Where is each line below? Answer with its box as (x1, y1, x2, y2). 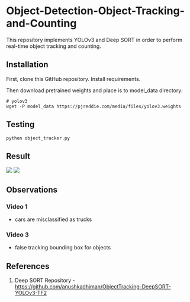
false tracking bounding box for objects (14, 244, 111, 251)
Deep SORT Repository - (14, 277, 75, 284)
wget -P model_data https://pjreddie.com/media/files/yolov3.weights (6, 103, 182, 109)
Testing (6, 119, 35, 129)
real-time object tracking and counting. (6, 43, 102, 50)
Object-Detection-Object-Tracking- (6, 4, 185, 18)
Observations (6, 184, 58, 194)
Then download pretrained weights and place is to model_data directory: (6, 87, 183, 94)
